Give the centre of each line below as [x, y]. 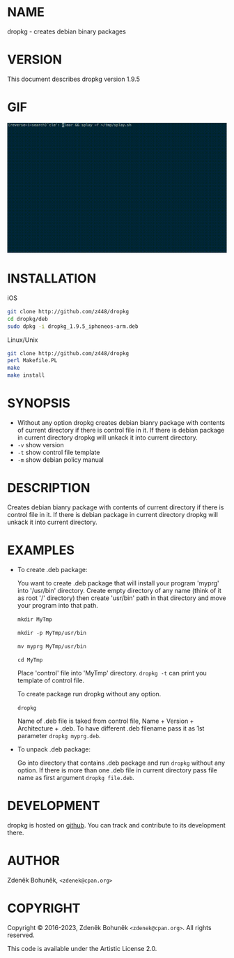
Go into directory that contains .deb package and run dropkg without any [121, 763]
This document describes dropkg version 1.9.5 [74, 79]
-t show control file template [58, 452]
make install [26, 375]
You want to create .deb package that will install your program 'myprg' [118, 583]
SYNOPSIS [39, 404]
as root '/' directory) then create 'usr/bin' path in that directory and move [122, 598]
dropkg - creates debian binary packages [67, 31]
